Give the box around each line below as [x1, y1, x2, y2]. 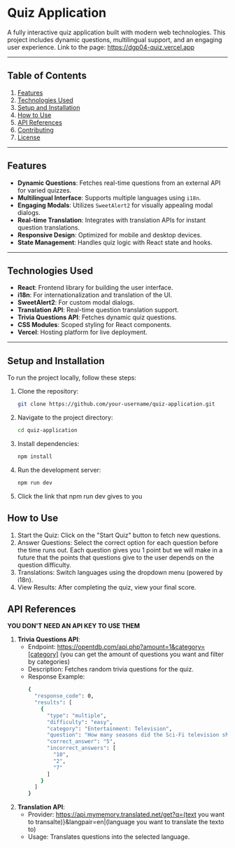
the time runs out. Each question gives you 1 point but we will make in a [17, 545, 223, 554]
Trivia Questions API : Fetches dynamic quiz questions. [17, 313, 177, 321]
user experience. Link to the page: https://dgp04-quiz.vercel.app [7, 43, 194, 51]
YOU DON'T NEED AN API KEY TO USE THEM [7, 622, 140, 630]
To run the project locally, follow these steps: [7, 373, 136, 382]
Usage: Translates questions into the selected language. [27, 833, 190, 841]
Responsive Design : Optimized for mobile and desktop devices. [17, 230, 202, 239]
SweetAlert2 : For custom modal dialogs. [17, 298, 135, 307]
